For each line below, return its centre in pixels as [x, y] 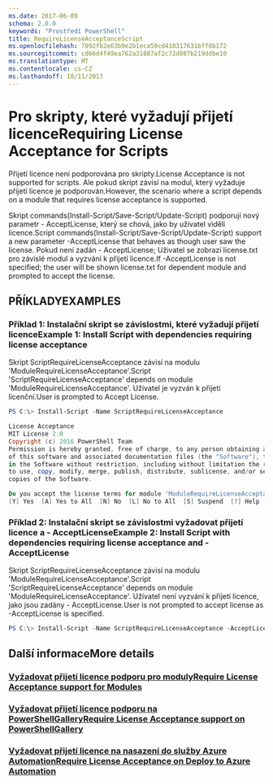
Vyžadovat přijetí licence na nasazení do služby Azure [118, 751]
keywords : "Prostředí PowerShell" [67, 31]
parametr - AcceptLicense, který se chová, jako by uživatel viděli [117, 223]
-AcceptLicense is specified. [56, 613]
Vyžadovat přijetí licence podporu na [83, 709]
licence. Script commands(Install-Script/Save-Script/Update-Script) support [135, 232]
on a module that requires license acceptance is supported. [108, 199]
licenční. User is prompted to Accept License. [84, 397]
